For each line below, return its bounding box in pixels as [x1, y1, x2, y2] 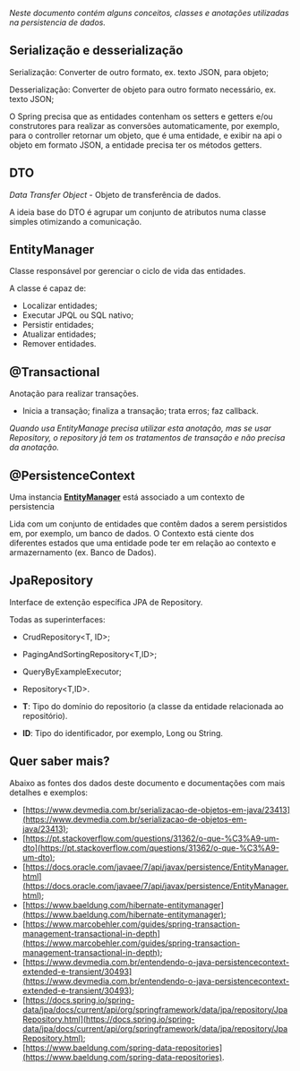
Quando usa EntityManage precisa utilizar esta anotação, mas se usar [9, 423, 271, 433]
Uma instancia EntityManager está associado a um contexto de [9, 492, 245, 502]
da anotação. [9, 442, 60, 453]
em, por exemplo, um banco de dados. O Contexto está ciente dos [9, 528, 254, 539]
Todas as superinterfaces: [9, 613, 106, 625]
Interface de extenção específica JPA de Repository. [9, 596, 203, 607]
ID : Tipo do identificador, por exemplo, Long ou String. [21, 727, 224, 738]
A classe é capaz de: [9, 283, 87, 294]
